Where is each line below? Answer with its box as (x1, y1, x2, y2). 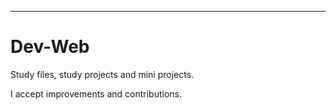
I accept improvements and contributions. (10, 87, 183, 100)
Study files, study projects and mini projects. (10, 68, 195, 80)
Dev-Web (10, 36, 90, 58)
